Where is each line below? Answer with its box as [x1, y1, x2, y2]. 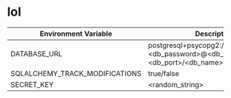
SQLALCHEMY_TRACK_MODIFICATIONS [10, 69, 142, 78]
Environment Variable [40, 29, 112, 38]
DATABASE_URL [10, 49, 63, 58]
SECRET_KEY [10, 79, 54, 89]
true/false [147, 69, 180, 78]
